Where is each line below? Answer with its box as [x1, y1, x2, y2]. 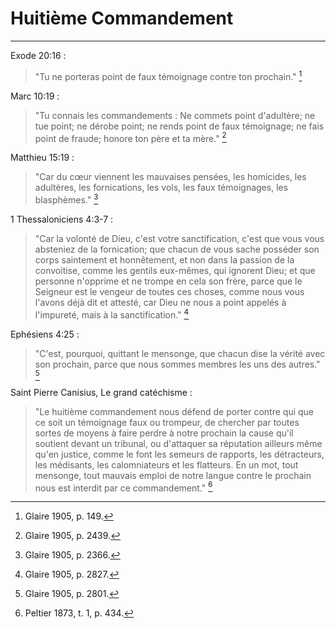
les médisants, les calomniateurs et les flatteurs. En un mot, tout [34, 458, 299, 471]
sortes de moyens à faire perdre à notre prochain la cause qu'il [34, 427, 294, 439]
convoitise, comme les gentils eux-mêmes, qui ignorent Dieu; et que [34, 264, 316, 276]
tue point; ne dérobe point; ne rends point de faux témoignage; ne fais [34, 120, 325, 132]
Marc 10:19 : [10, 90, 60, 102]
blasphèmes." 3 [34, 192, 99, 206]
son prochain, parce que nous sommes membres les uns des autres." [34, 358, 321, 370]
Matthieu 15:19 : [10, 152, 75, 164]
